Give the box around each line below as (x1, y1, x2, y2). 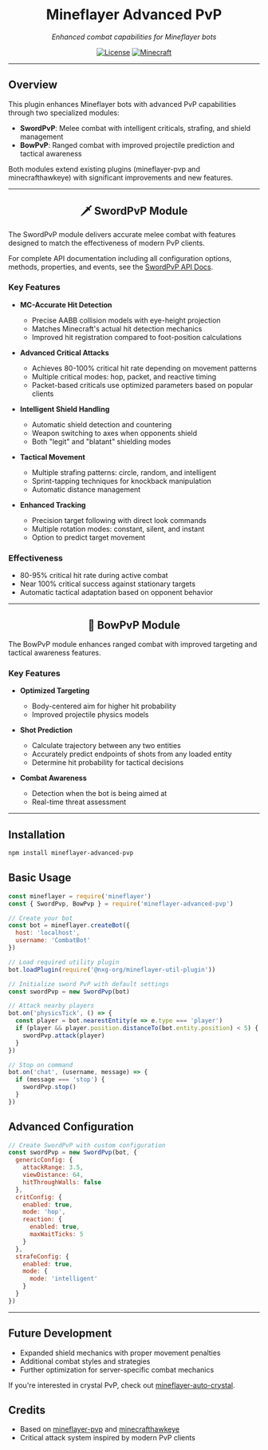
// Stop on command (8, 1060, 73, 1069)
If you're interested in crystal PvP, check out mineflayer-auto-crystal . (8, 1380, 235, 1390)
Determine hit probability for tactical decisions (31, 758, 184, 767)
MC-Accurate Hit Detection (19, 299, 112, 309)
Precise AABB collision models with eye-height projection (31, 315, 221, 325)
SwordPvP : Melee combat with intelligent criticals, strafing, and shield (19, 123, 251, 133)
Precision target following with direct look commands (31, 515, 207, 525)
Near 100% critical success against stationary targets (19, 579, 196, 588)
